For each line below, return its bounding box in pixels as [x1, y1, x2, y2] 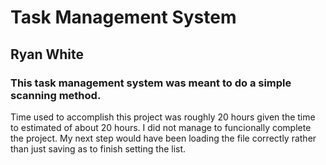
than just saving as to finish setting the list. [10, 142, 187, 155]
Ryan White [10, 46, 85, 63]
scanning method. [10, 88, 102, 102]
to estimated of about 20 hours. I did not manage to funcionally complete [10, 121, 312, 133]
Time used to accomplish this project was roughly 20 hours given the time [10, 111, 316, 123]
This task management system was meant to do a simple [10, 76, 292, 90]
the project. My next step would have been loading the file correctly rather [10, 132, 317, 144]
